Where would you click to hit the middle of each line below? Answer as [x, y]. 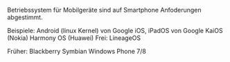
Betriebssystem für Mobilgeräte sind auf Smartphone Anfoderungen [105, 10]
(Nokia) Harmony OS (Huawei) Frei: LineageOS [74, 38]
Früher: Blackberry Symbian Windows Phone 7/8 [77, 51]
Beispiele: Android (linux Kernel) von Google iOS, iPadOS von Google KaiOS [115, 31]
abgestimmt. [25, 17]
